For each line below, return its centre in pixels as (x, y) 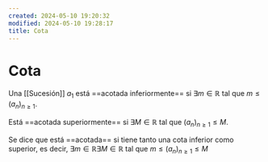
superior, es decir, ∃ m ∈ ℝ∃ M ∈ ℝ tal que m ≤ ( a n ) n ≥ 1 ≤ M (108, 150)
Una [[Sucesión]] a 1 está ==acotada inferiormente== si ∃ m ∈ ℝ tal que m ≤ (134, 95)
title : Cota (28, 31)
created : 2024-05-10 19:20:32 (59, 16)
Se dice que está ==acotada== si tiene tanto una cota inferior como (121, 139)
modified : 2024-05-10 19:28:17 (61, 23)
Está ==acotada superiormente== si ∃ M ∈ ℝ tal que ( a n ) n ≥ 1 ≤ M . (118, 123)
